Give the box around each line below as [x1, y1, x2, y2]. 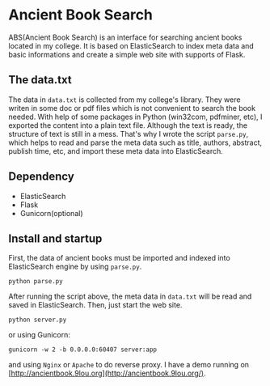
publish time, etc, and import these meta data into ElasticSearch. [8, 146, 224, 155]
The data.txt [8, 73, 72, 87]
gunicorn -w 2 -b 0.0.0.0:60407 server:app [8, 346, 158, 354]
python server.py [8, 316, 67, 324]
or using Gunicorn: [8, 330, 71, 340]
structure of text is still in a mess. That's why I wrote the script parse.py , [8, 129, 249, 138]
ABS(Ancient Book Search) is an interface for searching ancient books [8, 32, 243, 42]
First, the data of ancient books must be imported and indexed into [8, 253, 230, 263]
